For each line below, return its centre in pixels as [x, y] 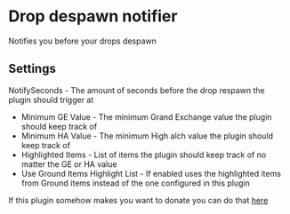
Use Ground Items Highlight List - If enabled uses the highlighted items [151, 173]
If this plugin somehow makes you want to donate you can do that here [138, 200]
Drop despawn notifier [93, 16]
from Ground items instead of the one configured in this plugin [136, 183]
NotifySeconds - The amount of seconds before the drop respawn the [137, 90]
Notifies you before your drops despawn [83, 41]
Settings [32, 69]
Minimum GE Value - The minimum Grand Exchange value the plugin [146, 116]
